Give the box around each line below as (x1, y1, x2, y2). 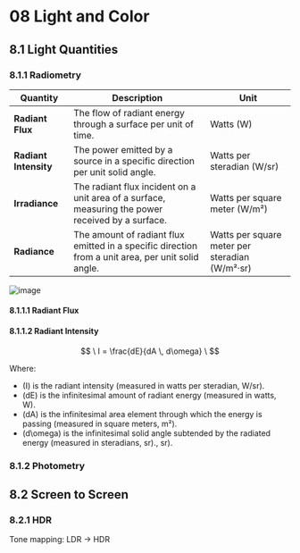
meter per (209, 239, 252, 252)
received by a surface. (72, 214, 168, 226)
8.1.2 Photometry (9, 459, 86, 472)
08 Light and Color (9, 6, 150, 27)
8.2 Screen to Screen (9, 487, 129, 502)
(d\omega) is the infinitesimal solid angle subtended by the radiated (21, 427, 271, 439)
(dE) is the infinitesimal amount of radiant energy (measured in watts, (21, 390, 277, 400)
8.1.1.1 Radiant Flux (9, 306, 79, 316)
